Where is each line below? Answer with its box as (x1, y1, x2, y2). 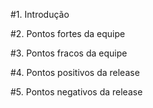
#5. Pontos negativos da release (10, 86, 143, 98)
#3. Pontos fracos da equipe (10, 47, 128, 59)
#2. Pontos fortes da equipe (10, 28, 126, 39)
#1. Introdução (10, 9, 70, 20)
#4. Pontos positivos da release (10, 67, 140, 78)
